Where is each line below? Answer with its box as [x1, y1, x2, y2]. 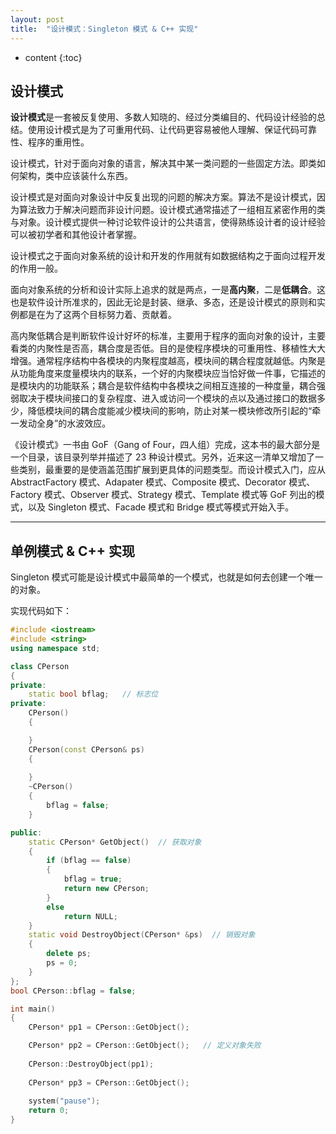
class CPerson [10, 661, 70, 671]
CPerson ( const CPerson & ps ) [28, 744, 145, 755]
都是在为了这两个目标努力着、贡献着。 [18, 309, 177, 321]
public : [10, 827, 43, 838]
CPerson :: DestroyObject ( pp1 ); [28, 1059, 155, 1069]
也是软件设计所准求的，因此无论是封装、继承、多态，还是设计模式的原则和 [10, 296, 317, 308]
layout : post [10, 14, 65, 25]
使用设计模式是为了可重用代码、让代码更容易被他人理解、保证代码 [27, 124, 300, 136]
